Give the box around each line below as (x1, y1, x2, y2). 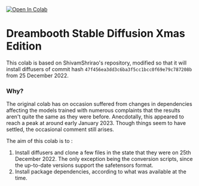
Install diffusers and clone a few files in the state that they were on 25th (14, 149, 191, 156)
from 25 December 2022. (6, 72, 69, 79)
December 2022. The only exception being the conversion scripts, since (14, 155, 193, 163)
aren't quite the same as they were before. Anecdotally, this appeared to (6, 113, 184, 120)
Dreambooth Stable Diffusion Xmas (6, 27, 185, 41)
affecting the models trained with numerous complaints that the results (6, 107, 180, 114)
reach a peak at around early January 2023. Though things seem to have (6, 120, 186, 127)
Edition (6, 39, 42, 53)
